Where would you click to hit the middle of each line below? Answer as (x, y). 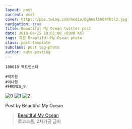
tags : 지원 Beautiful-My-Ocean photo (44, 38)
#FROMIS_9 (16, 86)
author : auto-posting (28, 52)
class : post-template (28, 43)
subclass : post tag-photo (32, 47)
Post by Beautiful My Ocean (34, 105)
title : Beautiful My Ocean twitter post (48, 29)
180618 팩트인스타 (22, 67)
